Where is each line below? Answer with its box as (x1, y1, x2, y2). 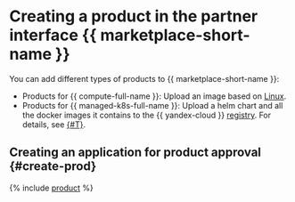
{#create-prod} (9, 158, 97, 174)
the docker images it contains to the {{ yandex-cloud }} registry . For (21, 109, 272, 120)
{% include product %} (9, 182, 94, 193)
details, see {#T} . (21, 118, 86, 130)
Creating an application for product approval (9, 145, 261, 160)
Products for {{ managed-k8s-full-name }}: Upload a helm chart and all (21, 100, 283, 110)
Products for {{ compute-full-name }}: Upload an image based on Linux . (21, 91, 287, 101)
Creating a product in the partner (9, 6, 258, 27)
